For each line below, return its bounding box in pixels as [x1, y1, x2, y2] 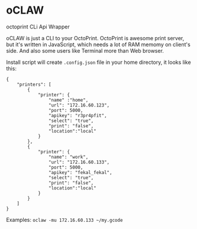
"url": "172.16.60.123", [48, 102, 110, 108]
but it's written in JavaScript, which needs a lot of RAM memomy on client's [6, 41, 190, 48]
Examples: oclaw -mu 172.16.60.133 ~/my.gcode [6, 216, 123, 223]
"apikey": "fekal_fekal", [48, 169, 112, 175]
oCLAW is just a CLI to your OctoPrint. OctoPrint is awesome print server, [6, 34, 185, 41]
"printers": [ [17, 81, 51, 88]
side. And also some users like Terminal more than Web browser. [6, 47, 164, 54]
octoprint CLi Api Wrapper [6, 23, 70, 30]
